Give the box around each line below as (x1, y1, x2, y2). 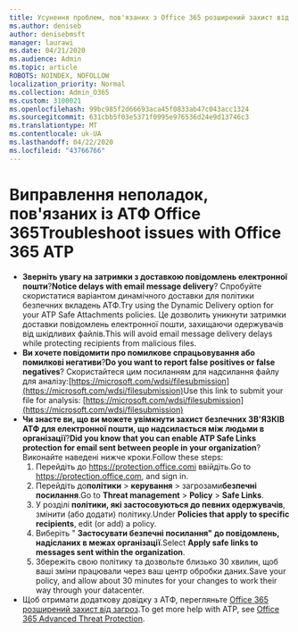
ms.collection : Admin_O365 (9, 88, 110, 97)
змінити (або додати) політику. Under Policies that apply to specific (35, 509, 290, 519)
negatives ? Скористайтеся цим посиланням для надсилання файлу (21, 366, 279, 376)
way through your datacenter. (35, 585, 145, 595)
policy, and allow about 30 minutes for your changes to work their (35, 575, 277, 586)
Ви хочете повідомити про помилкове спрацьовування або (21, 347, 256, 358)
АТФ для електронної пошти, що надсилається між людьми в (21, 423, 265, 434)
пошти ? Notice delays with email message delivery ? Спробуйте (21, 281, 262, 291)
